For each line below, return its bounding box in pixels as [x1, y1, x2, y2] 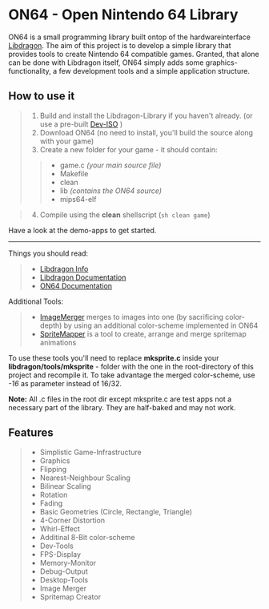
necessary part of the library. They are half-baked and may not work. [8, 402, 236, 412]
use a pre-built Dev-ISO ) [39, 119, 122, 129]
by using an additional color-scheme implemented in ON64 [63, 321, 259, 330]
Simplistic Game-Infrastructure [39, 447, 142, 457]
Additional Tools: [8, 296, 64, 306]
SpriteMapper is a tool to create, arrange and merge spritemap [39, 329, 247, 338]
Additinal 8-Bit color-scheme [39, 532, 135, 542]
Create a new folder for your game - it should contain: [39, 144, 218, 154]
